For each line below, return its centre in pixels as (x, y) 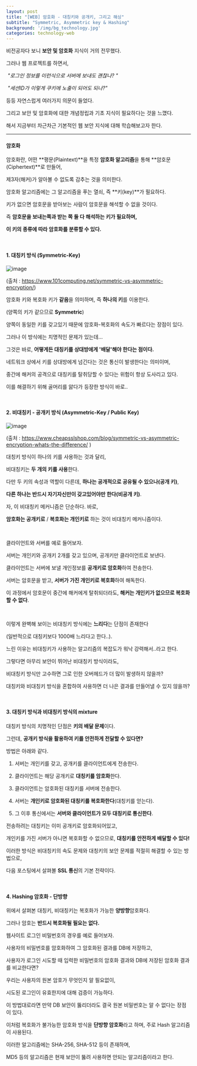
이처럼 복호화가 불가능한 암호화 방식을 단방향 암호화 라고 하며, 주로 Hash (88, 1025)
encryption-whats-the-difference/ (47, 444)
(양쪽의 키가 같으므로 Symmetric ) (45, 312)
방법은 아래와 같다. (27, 751)
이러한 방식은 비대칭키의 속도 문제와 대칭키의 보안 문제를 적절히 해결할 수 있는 (94, 850)
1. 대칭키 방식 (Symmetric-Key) (43, 255)
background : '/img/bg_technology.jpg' (53, 28)
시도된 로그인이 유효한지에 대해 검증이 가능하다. (60, 993)
